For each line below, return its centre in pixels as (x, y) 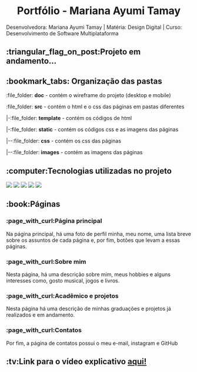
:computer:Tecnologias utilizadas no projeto (89, 171)
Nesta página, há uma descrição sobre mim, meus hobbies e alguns (88, 274)
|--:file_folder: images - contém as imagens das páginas (74, 152)
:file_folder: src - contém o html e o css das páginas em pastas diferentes (95, 107)
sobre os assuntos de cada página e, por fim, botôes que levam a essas (93, 240)
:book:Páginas (33, 204)
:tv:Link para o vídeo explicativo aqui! (76, 361)
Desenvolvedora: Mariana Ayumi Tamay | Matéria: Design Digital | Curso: (94, 27)
